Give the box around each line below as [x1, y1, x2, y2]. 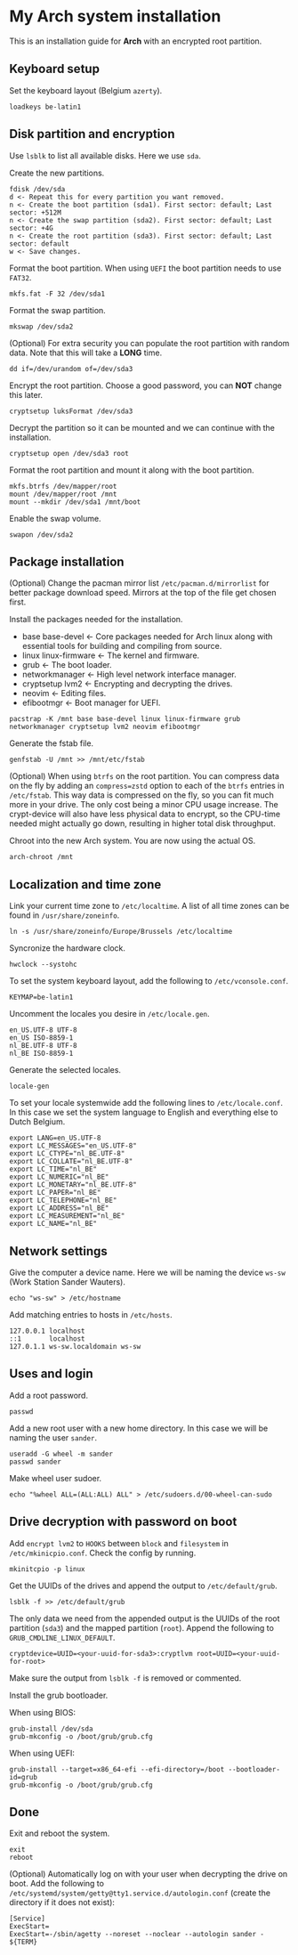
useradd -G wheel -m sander [9, 1449, 114, 1458]
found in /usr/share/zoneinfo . [9, 910, 120, 921]
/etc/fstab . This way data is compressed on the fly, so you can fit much [9, 790, 274, 800]
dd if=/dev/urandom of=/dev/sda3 [9, 364, 133, 373]
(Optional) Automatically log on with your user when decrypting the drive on [9, 1869, 288, 1879]
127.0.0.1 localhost [9, 1326, 86, 1335]
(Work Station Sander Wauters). [9, 1277, 126, 1287]
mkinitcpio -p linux [9, 1564, 86, 1573]
